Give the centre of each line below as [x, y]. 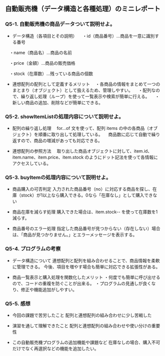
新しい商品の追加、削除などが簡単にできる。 [58, 102]
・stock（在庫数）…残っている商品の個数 [51, 74]
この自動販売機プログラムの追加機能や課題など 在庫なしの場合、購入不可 [86, 342]
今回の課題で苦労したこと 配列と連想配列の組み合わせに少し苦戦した [82, 315]
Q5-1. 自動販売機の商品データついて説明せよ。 [60, 24]
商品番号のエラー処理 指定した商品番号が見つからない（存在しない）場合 [86, 229]
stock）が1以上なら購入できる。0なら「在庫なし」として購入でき [87, 195]
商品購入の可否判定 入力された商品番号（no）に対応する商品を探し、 [82, 189]
